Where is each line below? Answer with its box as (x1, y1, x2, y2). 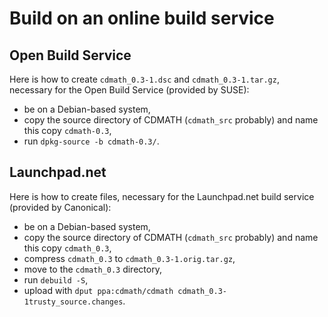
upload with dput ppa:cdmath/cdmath (23, 284, 174, 296)
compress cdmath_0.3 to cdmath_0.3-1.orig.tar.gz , (23, 252, 236, 264)
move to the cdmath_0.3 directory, (23, 263, 162, 275)
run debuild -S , (23, 273, 89, 286)
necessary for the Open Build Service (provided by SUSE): (9, 84, 250, 96)
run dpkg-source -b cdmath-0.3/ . (23, 135, 160, 147)
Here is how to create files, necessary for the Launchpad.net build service (9, 190, 315, 202)
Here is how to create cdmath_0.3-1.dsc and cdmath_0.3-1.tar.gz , (9, 73, 280, 85)
